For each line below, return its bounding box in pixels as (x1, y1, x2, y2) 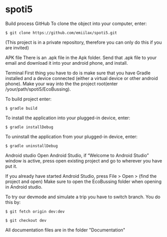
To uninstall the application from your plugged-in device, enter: (5, 134, 138, 140)
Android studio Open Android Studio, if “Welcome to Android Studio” (5, 152, 149, 159)
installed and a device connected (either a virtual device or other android (5, 75, 158, 81)
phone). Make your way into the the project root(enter (5, 81, 118, 87)
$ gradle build (5, 106, 38, 111)
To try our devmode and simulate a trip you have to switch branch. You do (5, 194, 160, 200)
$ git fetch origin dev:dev (5, 209, 65, 214)
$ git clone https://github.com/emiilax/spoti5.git (5, 30, 117, 35)
